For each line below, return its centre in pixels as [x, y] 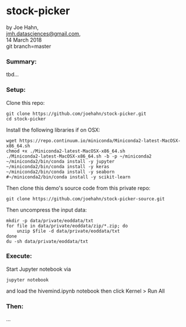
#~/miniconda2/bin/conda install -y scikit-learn [68, 177]
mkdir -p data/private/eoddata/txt [50, 220]
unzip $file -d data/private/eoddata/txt [68, 231]
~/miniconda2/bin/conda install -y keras [58, 166]
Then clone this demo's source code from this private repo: [78, 188]
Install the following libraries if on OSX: [53, 130]
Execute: [19, 256]
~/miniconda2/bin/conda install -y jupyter [61, 161]
